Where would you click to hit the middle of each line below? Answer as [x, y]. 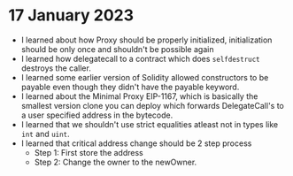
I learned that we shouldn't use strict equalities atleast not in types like [150, 124]
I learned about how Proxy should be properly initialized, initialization [146, 40]
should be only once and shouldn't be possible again [117, 49]
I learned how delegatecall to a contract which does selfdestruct [140, 58]
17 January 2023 [71, 15]
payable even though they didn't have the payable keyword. [130, 87]
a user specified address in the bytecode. [97, 115]
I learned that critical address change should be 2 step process [136, 143]
